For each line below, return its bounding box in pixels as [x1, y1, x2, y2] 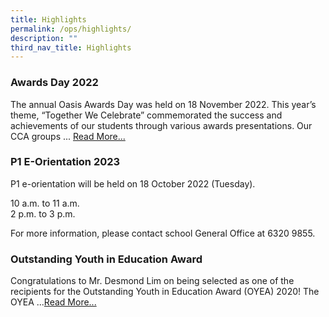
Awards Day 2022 [10, 76, 99, 90]
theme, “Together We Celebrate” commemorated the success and [10, 109, 283, 121]
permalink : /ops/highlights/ [10, 24, 132, 34]
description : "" [10, 33, 78, 43]
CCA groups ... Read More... [10, 130, 126, 142]
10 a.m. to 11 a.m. [10, 197, 80, 209]
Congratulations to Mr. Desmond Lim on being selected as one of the [10, 275, 295, 287]
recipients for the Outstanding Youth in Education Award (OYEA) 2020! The [10, 286, 320, 298]
